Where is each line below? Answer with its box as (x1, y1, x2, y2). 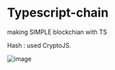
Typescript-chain (7, 5, 109, 21)
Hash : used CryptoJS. (7, 41, 72, 49)
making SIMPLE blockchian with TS (7, 28, 107, 36)
